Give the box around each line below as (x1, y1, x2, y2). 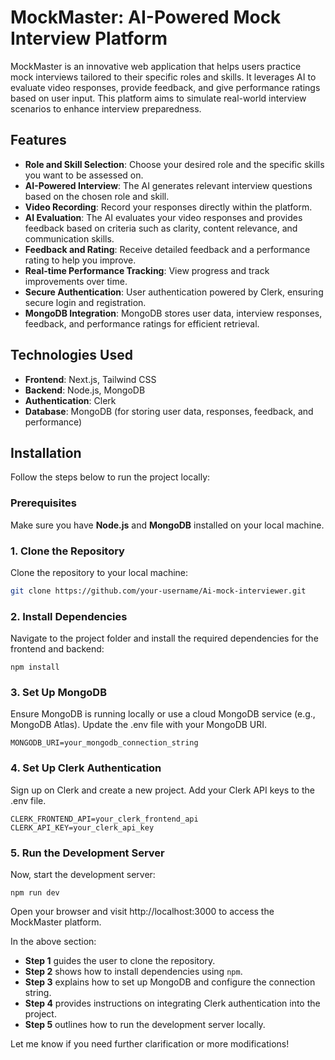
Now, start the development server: (10, 869, 156, 881)
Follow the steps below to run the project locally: (10, 471, 211, 483)
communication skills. (24, 232, 115, 245)
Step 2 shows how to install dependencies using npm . (24, 966, 243, 978)
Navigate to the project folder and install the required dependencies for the (10, 632, 319, 645)
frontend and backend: (10, 643, 105, 655)
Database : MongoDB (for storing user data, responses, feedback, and (24, 405, 314, 417)
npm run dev (10, 888, 60, 898)
